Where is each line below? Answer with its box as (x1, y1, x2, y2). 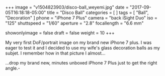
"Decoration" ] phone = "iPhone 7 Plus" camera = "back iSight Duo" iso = (5, 15, 157, 20)
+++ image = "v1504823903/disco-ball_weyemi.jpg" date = (5, 4, 129, 10)
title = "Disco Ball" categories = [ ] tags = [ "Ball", (47, 9, 149, 15)
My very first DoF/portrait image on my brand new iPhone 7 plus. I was (5, 39, 152, 45)
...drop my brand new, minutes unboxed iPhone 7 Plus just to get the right (5, 60, 157, 65)
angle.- (5, 65, 20, 71)
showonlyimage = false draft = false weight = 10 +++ (5, 30, 115, 35)
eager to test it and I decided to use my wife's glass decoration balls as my (5, 45, 160, 50)
